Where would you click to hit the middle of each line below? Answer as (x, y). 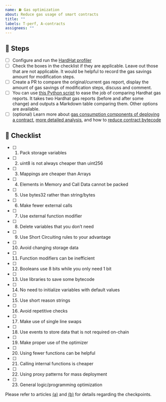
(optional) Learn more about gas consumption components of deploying (86, 114)
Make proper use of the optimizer (54, 342)
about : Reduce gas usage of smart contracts (52, 14)
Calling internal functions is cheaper (56, 364)
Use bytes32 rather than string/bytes (57, 195)
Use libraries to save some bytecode (57, 279)
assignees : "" (20, 28)
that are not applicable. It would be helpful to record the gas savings (82, 71)
